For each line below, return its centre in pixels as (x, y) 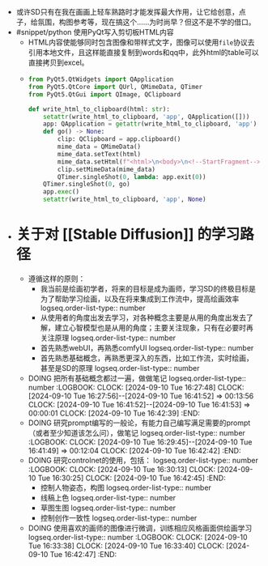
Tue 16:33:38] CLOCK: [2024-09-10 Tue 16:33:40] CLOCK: (126, 546)
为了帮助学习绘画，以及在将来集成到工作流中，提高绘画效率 (140, 299)
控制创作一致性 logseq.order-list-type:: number (119, 517)
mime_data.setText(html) (99, 154)
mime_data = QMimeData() (99, 147)
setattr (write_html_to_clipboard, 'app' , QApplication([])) (147, 117)
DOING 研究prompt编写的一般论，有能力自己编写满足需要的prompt (139, 423)
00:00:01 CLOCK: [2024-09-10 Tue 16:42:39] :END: (114, 413)
